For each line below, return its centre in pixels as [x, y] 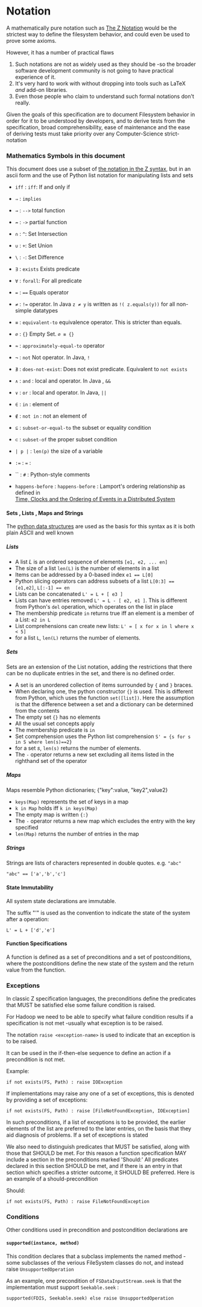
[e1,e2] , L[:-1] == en [42, 588]
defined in [27, 493]
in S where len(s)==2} [43, 742]
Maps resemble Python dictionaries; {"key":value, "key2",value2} [87, 790]
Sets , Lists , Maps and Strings [45, 513]
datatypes [46, 311]
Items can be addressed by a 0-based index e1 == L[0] [84, 575]
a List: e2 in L [33, 620]
